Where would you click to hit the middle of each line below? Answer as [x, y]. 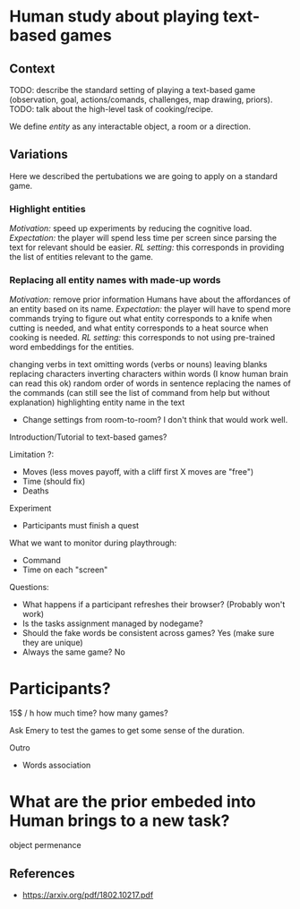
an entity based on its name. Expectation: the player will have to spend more [150, 309]
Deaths [35, 491]
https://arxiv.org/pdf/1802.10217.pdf [88, 895]
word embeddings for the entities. [72, 347]
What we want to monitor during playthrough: [93, 543]
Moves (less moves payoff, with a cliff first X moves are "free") [138, 472]
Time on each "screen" [65, 570]
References [42, 874]
